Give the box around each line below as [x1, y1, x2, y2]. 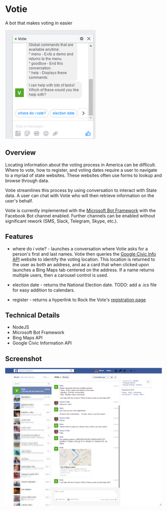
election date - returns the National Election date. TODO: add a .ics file [12, 282, 157, 288]
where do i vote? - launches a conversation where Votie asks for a [12, 245, 148, 252]
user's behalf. [5, 198, 33, 204]
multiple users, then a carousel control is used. [12, 272, 108, 278]
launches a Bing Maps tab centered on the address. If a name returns [12, 267, 155, 273]
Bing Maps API [12, 335, 43, 341]
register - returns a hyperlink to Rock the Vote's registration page [12, 297, 146, 303]
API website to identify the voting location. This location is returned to [12, 256, 156, 262]
